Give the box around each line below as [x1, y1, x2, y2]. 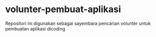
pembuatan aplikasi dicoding [5, 25, 66, 31]
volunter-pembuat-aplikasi [5, 4, 121, 15]
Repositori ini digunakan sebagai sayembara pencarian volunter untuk [5, 20, 151, 26]
